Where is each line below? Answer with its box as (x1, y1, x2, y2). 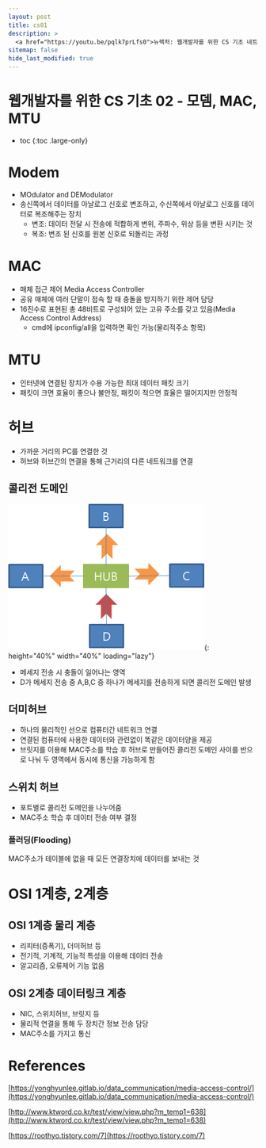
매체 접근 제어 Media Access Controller (19, 284, 145, 293)
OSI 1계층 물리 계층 (8, 919, 96, 932)
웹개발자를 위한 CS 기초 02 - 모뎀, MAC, (8, 92, 257, 110)
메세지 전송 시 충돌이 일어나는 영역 (19, 667, 126, 677)
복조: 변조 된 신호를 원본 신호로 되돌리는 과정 (31, 228, 169, 238)
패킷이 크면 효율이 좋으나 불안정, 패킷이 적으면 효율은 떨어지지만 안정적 (19, 388, 237, 397)
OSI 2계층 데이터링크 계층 (8, 986, 127, 1000)
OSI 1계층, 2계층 (8, 885, 109, 903)
